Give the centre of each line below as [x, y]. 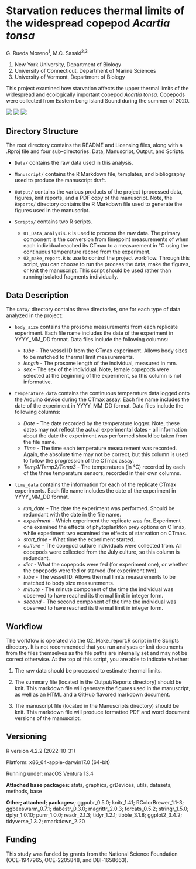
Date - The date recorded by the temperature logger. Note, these [102, 423]
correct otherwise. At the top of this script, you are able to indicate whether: [97, 659]
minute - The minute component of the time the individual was [98, 589]
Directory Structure [42, 131]
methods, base [24, 791]
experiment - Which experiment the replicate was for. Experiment [102, 521]
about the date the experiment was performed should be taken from [105, 436]
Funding [21, 840]
